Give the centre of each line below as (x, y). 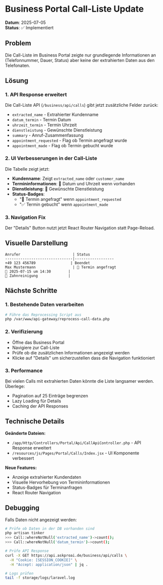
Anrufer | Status (48, 254)
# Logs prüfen (19, 573)
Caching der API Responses (40, 406)
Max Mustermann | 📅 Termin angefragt (61, 267)
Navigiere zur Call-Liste (36, 348)
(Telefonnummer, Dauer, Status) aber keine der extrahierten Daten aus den (80, 60)
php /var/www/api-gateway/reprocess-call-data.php (57, 319)
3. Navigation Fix (25, 217)
